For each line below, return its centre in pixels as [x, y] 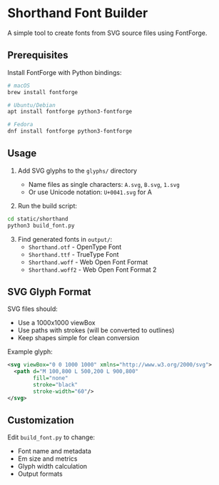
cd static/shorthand [38, 219]
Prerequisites [38, 55]
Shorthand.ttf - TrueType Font [73, 254]
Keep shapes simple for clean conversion [78, 338]
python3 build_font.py [41, 225]
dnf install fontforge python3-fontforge [70, 131]
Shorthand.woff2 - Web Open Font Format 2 [92, 270]
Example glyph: [30, 352]
